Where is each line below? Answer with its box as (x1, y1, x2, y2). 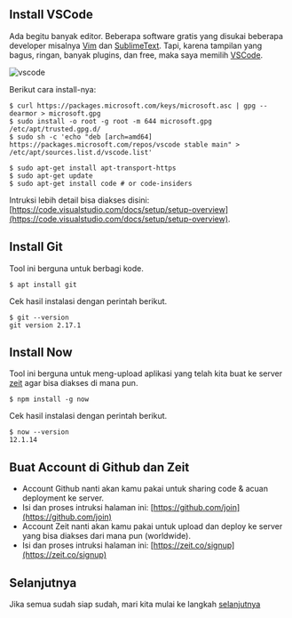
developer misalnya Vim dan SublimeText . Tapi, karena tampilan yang (9, 40, 263, 51)
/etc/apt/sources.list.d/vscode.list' (9, 148, 153, 157)
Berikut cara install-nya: (9, 84, 97, 94)
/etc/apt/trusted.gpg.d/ (9, 124, 101, 133)
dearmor (9, 108, 38, 118)
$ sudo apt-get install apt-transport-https (9, 164, 177, 173)
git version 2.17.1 (9, 320, 82, 330)
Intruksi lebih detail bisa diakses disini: (9, 195, 150, 205)
